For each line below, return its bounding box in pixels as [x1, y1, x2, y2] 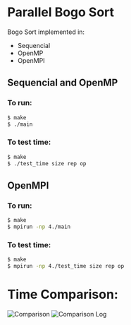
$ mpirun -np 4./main [7, 223, 71, 230]
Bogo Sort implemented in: [7, 28, 85, 36]
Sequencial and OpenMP [7, 77, 118, 89]
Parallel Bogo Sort [7, 4, 115, 20]
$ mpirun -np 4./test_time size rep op [7, 263, 125, 270]
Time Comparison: [7, 287, 118, 302]
